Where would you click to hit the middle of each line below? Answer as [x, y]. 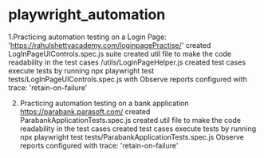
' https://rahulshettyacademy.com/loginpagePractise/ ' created [110, 45]
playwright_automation [87, 15]
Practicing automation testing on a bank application [104, 103]
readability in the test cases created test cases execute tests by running [138, 128]
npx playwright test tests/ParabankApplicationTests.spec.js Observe [132, 136]
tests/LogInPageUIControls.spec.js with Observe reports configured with [128, 79]
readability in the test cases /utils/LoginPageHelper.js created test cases [127, 62]
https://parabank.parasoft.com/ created [85, 111]
